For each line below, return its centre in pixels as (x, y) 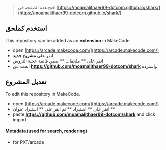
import (19, 119)
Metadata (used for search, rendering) (46, 131)
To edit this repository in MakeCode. (43, 94)
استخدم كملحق (26, 28)
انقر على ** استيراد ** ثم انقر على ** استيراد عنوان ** (64, 109)
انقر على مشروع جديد (33, 55)
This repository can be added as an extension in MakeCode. (68, 40)
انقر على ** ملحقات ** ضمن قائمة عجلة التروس (58, 61)
